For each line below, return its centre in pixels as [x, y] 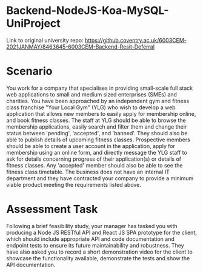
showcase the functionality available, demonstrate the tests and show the [98, 258]
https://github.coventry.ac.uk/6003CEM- [135, 40]
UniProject [33, 23]
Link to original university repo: [45, 40]
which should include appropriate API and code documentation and [90, 239]
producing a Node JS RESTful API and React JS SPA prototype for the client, [101, 232]
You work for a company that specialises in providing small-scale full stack [100, 88]
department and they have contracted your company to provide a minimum [100, 178]
